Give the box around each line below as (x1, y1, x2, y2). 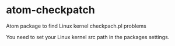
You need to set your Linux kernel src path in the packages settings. (6, 33, 170, 40)
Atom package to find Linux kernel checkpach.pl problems (6, 22, 147, 29)
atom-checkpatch (6, 3, 95, 17)
